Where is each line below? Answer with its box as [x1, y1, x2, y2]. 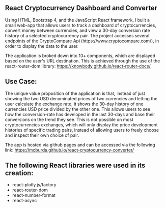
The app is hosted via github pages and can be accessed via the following [5, 142, 156, 148]
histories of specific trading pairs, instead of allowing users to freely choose [5, 127, 159, 133]
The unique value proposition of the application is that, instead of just [5, 90, 146, 96]
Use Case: [5, 77, 37, 86]
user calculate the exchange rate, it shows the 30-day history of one [5, 101, 144, 107]
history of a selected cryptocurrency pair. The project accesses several [5, 32, 150, 38]
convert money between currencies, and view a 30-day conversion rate [5, 27, 150, 33]
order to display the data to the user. [5, 43, 79, 49]
